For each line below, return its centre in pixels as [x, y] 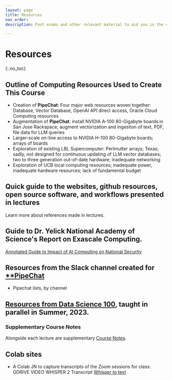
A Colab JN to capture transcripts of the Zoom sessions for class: [82, 366]
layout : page [19, 10]
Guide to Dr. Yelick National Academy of [70, 231]
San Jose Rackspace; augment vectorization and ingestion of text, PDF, [88, 127]
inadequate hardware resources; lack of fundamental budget [77, 170]
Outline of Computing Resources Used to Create [84, 84]
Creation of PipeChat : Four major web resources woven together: [82, 105]
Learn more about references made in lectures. [55, 215]
